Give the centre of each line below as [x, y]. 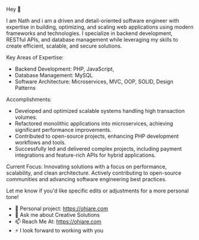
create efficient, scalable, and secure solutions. [64, 46]
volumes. [26, 117]
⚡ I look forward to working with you [59, 230]
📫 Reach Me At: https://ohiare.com [58, 222]
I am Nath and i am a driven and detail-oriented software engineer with [93, 20]
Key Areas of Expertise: [35, 57]
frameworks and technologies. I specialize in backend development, [89, 33]
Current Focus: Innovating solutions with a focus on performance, [87, 167]
